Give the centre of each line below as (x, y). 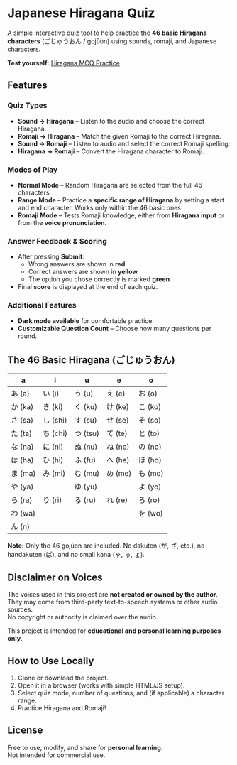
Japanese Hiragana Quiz (81, 13)
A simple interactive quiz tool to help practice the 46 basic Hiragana (107, 33)
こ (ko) (150, 407)
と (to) (149, 433)
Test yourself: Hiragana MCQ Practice (64, 63)
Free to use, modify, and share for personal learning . (85, 747)
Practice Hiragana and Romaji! (62, 707)
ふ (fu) (85, 460)
